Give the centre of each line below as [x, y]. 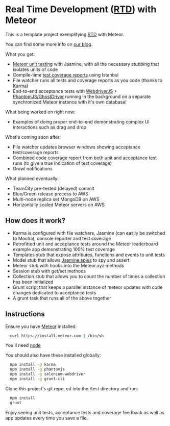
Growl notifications [32, 168]
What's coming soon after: [33, 137]
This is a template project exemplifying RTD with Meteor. [65, 34]
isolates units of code [35, 69]
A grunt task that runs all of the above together [62, 298]
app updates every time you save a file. [47, 418]
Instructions [25, 314]
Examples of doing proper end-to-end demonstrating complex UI [81, 121]
